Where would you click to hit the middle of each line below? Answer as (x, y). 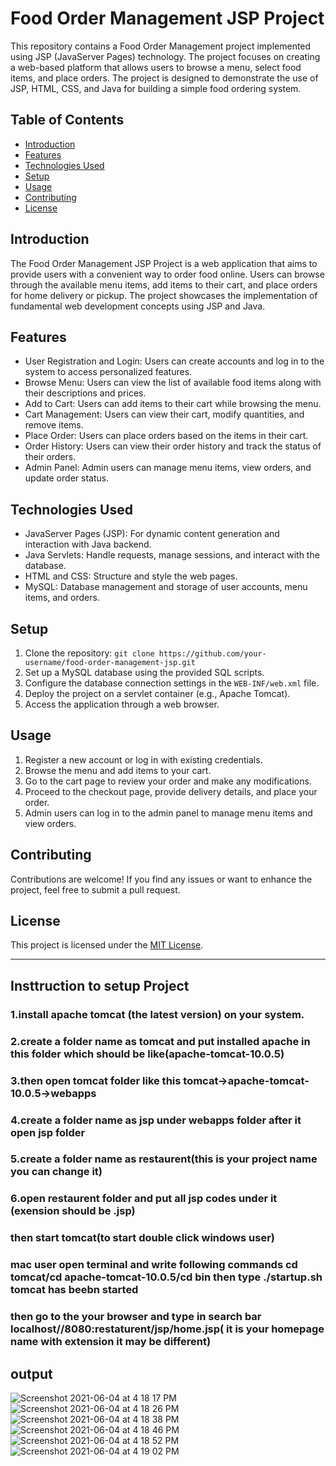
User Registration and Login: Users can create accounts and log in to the (174, 361)
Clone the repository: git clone (89, 653)
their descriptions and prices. (85, 393)
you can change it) (56, 1172)
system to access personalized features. (108, 372)
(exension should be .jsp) (73, 1211)
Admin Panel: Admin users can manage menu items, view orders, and (168, 468)
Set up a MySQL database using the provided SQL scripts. (144, 672)
